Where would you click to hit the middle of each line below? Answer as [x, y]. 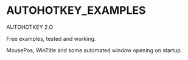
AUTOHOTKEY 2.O [30, 27]
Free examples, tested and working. [51, 38]
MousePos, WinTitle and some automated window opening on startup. [94, 50]
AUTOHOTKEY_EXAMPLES [76, 10]
